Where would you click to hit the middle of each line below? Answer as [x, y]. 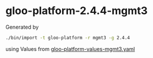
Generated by [22, 27]
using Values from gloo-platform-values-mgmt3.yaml [70, 49]
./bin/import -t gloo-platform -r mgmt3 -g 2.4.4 [68, 37]
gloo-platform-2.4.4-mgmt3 [77, 11]
